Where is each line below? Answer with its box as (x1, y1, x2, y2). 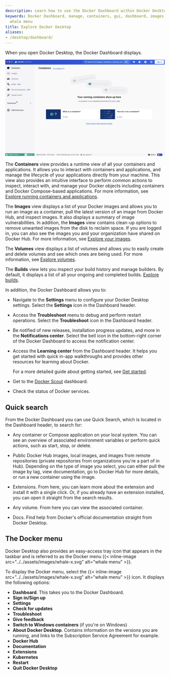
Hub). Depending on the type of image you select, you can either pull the (12, 463, 165, 469)
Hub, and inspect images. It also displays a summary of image (5, 214, 135, 221)
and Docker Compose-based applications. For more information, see (5, 188, 149, 194)
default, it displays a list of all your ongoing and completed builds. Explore (5, 272, 159, 278)
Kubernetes (12, 654, 38, 660)
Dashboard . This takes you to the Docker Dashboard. (12, 589, 124, 595)
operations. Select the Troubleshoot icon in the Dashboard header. (12, 318, 153, 324)
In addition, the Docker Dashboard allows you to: (5, 287, 107, 293)
